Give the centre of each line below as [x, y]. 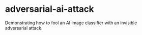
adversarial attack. [24, 28]
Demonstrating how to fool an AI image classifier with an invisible [71, 23]
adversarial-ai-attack [50, 9]
